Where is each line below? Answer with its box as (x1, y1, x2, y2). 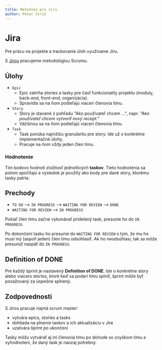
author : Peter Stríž (5, 12, 47, 16)
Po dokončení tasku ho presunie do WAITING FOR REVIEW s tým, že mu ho (5, 231, 149, 237)
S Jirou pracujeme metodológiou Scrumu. (5, 58, 88, 64)
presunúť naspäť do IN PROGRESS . (5, 241, 71, 247)
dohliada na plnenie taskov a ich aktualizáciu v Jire (12, 319, 114, 325)
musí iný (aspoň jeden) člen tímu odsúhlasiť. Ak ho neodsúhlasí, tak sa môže (5, 236, 157, 242)
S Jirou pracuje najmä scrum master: (5, 305, 78, 311)
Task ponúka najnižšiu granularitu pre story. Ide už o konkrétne (19, 131, 145, 137)
